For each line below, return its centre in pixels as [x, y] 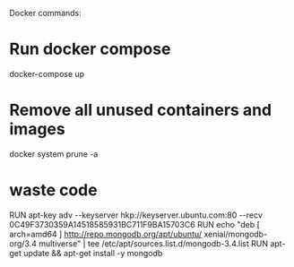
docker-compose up [47, 73]
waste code [53, 190]
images [37, 129]
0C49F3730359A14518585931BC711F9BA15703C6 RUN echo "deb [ [134, 224]
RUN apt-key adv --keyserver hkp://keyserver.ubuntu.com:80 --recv [136, 215]
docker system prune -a [54, 154]
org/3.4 [23, 243]
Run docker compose [90, 49]
